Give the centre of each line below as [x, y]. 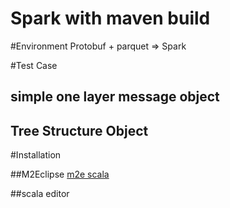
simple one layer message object [115, 97]
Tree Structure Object [79, 130]
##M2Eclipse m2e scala [60, 174]
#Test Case [34, 65]
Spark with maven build [110, 18]
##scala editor [40, 194]
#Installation [36, 155]
